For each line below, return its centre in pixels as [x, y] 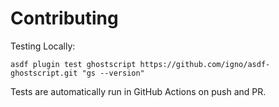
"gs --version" [113, 73]
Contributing [64, 18]
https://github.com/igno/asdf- [205, 64]
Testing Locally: [43, 46]
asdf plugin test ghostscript [73, 64]
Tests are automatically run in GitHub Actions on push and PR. [138, 91]
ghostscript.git [44, 73]
